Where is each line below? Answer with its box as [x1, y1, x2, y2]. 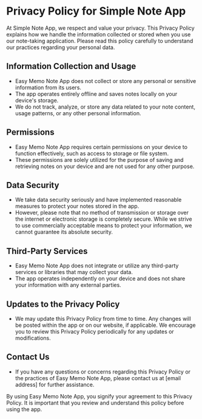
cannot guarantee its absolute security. [15, 229, 113, 236]
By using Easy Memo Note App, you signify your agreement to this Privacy [6, 392, 193, 400]
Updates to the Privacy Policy [6, 299, 120, 309]
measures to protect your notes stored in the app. [15, 203, 140, 210]
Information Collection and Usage [6, 61, 136, 72]
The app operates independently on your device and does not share [15, 275, 186, 283]
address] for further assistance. [15, 381, 95, 388]
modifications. [15, 335, 52, 341]
